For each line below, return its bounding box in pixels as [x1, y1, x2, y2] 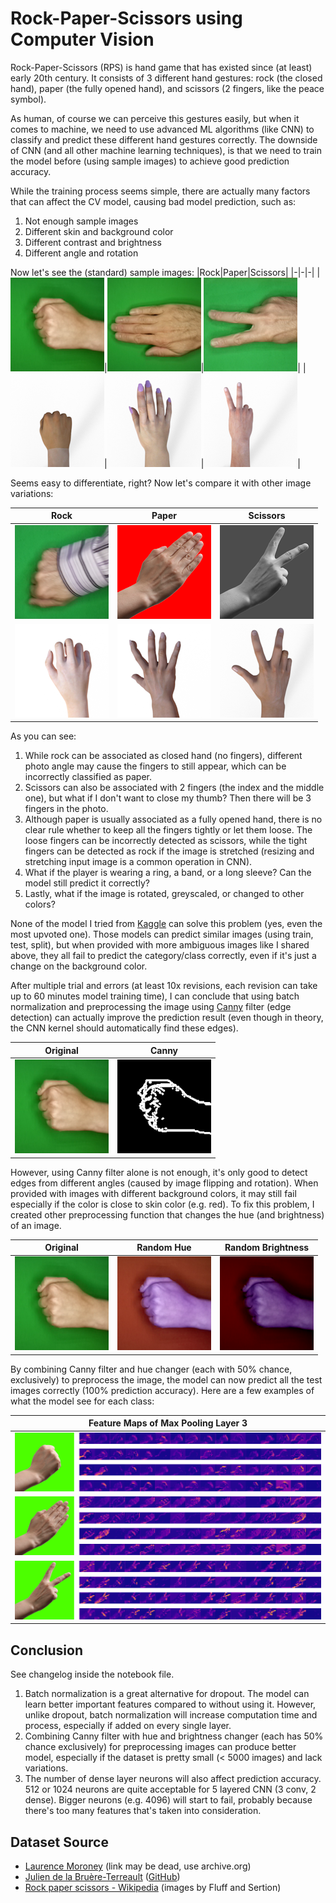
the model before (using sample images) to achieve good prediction [10, 155, 290, 167]
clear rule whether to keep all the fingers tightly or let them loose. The [24, 824, 313, 836]
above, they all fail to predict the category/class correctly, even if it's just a [10, 950, 317, 962]
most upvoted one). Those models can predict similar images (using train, [10, 928, 314, 941]
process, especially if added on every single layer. [24, 1720, 232, 1732]
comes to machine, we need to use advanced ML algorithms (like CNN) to [10, 123, 315, 135]
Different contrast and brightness [24, 236, 162, 248]
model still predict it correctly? [24, 877, 150, 889]
